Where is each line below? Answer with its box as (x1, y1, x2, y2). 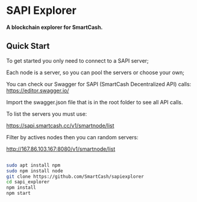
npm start (6, 191, 31, 197)
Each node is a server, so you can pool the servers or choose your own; (6, 69, 185, 76)
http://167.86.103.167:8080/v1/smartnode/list (6, 145, 116, 153)
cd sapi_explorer (6, 179, 50, 185)
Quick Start (6, 41, 50, 51)
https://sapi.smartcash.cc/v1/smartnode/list (6, 122, 114, 129)
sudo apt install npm (6, 162, 61, 168)
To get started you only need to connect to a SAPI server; (6, 57, 149, 64)
